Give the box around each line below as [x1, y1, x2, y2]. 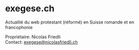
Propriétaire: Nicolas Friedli [5, 34, 61, 40]
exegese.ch [5, 3, 55, 14]
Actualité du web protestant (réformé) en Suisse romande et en [5, 19, 135, 25]
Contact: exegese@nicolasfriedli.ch [5, 39, 78, 45]
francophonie [5, 24, 33, 30]
